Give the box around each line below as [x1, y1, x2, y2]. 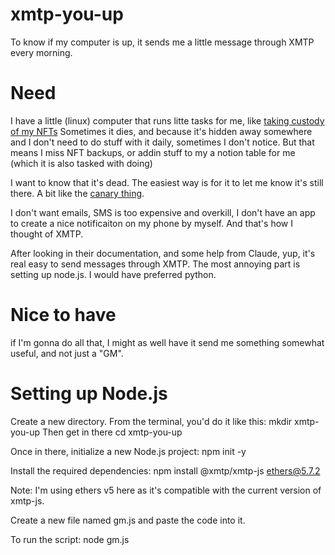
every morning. [10, 46, 73, 58]
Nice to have [10, 304, 117, 327]
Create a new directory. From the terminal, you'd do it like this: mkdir [10, 415, 293, 427]
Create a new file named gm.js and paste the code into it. [10, 514, 246, 526]
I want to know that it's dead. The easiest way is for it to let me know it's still [10, 176, 324, 188]
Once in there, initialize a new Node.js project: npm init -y [10, 445, 247, 457]
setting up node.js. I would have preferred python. [10, 268, 217, 280]
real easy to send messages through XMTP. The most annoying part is [10, 258, 301, 270]
